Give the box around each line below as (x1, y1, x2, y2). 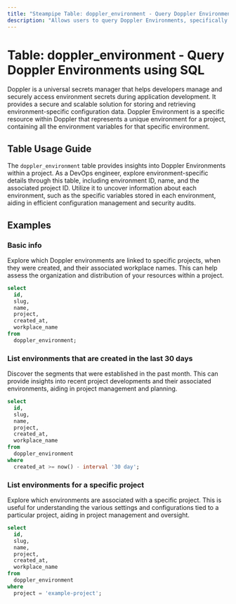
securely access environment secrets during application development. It (7, 93, 216, 101)
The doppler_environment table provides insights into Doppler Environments (7, 162, 226, 170)
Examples (7, 219, 51, 231)
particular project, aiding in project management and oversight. (7, 511, 190, 520)
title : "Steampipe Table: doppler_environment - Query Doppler (7, 10, 197, 18)
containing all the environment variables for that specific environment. (7, 122, 210, 131)
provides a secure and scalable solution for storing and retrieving (7, 100, 196, 109)
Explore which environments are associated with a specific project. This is (7, 496, 222, 504)
